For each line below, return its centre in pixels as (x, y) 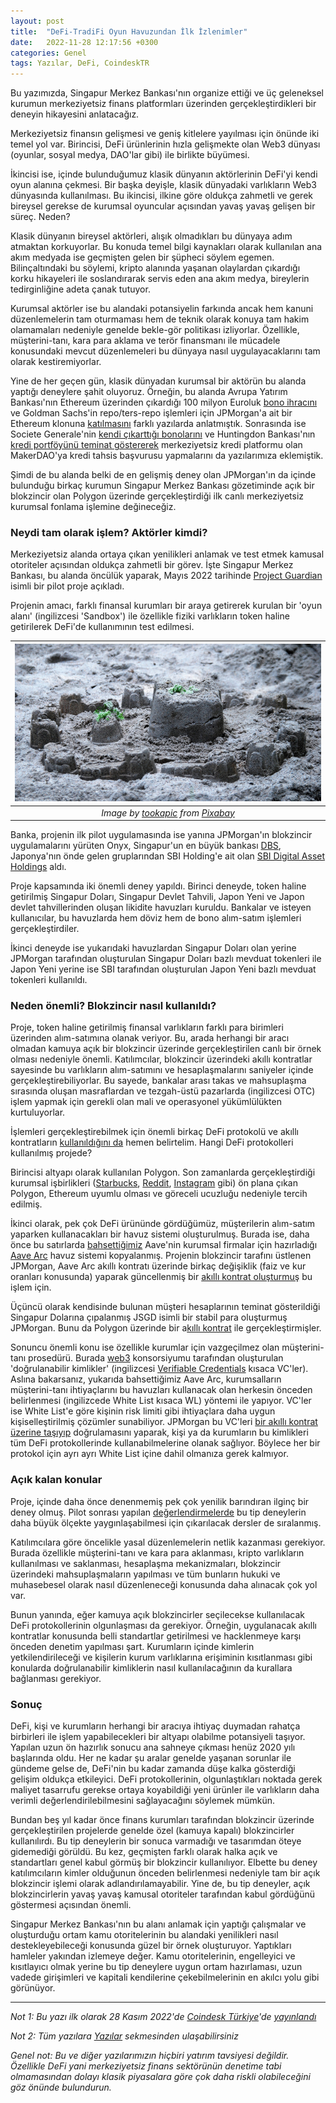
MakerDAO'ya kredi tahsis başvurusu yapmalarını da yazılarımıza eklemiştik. (167, 456)
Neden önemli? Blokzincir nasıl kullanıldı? (113, 1005)
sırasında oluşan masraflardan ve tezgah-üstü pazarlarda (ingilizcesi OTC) (163, 1091)
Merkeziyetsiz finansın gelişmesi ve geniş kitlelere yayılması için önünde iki (165, 134)
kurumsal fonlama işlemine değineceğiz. (93, 507)
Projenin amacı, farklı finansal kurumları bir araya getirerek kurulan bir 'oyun (166, 606)
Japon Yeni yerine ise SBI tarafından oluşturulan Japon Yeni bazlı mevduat (163, 969)
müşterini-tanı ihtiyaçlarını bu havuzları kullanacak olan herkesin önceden (161, 1390)
